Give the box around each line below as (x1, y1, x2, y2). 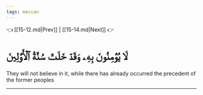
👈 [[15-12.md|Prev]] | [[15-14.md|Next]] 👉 (6, 25, 114, 33)
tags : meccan (6, 8, 39, 15)
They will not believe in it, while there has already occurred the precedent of (6, 70, 196, 77)
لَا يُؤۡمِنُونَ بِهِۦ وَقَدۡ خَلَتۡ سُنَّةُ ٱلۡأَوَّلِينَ (6, 49, 128, 63)
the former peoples (6, 76, 54, 84)
